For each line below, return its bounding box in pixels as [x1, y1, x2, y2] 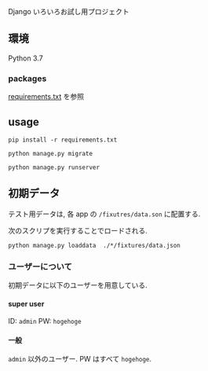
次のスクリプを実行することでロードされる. [8, 226, 148, 235]
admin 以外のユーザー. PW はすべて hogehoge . [8, 354, 151, 364]
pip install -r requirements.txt [8, 136, 118, 144]
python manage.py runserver [8, 163, 100, 171]
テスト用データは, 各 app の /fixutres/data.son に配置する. [8, 209, 201, 219]
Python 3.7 [8, 53, 43, 63]
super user [8, 299, 45, 308]
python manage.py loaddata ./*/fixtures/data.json [8, 241, 181, 249]
